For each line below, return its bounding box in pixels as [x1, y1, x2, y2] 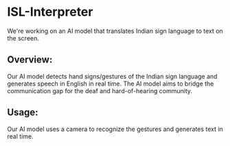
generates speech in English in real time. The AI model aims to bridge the [7, 80, 214, 88]
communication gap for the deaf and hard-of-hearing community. [7, 86, 193, 95]
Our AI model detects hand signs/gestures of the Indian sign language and [7, 72, 218, 80]
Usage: [7, 107, 39, 119]
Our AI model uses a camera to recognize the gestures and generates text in [7, 125, 223, 133]
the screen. [7, 34, 40, 42]
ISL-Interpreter [7, 4, 93, 20]
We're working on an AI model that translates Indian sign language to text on [7, 27, 223, 35]
